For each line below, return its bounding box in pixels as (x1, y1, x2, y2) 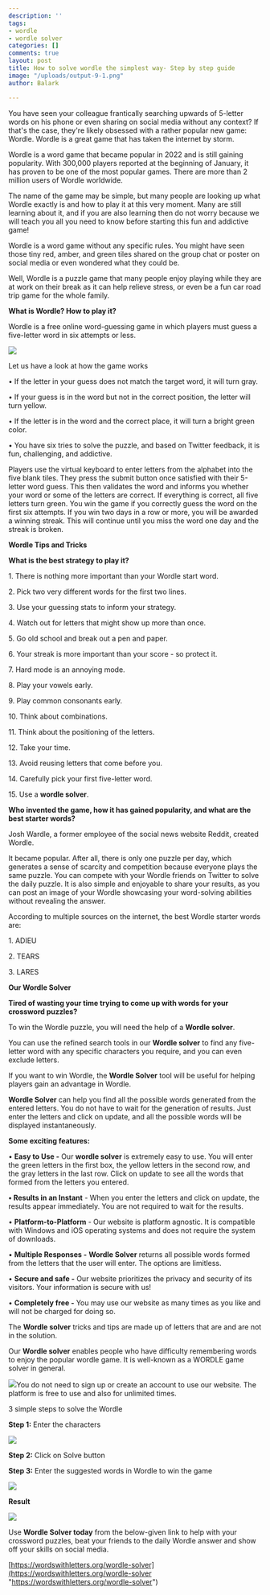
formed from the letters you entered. (8, 1177, 129, 1187)
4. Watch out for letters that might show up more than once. (8, 617, 207, 628)
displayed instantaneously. (8, 1120, 96, 1130)
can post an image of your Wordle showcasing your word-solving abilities (8, 887, 252, 897)
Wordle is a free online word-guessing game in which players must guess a (8, 321, 257, 331)
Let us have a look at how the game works (8, 361, 149, 370)
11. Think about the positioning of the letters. (8, 727, 155, 736)
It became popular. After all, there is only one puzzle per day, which (8, 853, 231, 863)
